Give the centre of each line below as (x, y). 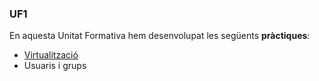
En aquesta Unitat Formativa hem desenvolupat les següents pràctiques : (160, 36)
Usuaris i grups (55, 66)
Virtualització (51, 55)
